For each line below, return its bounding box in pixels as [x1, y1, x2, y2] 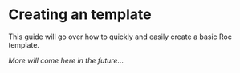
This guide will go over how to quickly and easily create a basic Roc [8, 32, 233, 41]
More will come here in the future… [8, 56, 124, 65]
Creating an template [8, 6, 152, 24]
